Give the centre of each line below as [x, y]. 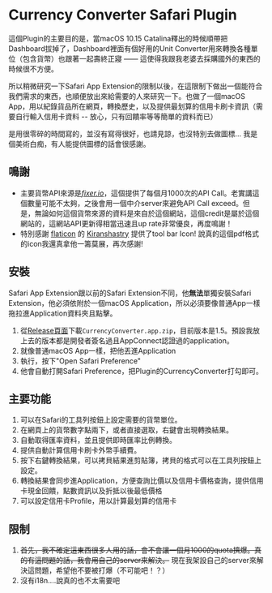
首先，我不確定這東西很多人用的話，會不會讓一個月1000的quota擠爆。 [137, 550]
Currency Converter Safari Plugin [123, 15]
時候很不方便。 [33, 69]
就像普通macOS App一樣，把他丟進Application [98, 350]
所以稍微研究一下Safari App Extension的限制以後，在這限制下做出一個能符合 [136, 86]
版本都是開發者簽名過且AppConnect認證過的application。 [138, 340]
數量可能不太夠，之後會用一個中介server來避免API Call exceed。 [135, 203]
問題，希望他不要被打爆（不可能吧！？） [102, 570]
